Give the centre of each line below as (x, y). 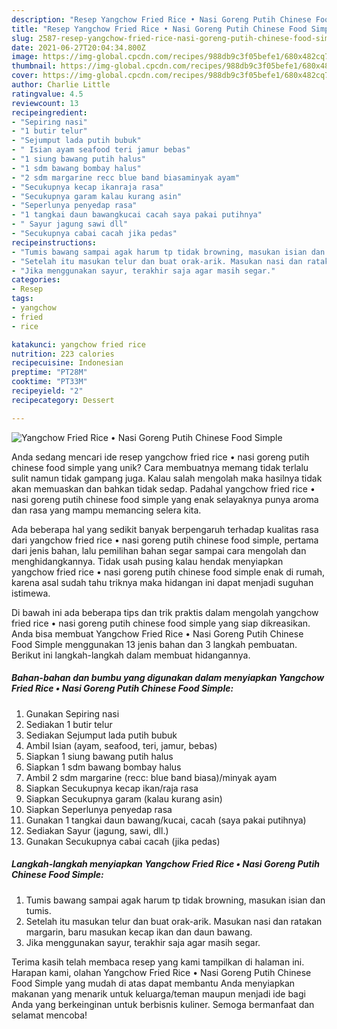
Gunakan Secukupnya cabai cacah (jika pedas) (123, 841)
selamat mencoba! (49, 1015)
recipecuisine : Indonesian (67, 363)
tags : (22, 299)
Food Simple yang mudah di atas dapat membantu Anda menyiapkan (153, 983)
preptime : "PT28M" (49, 372)
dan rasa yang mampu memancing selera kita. (106, 510)
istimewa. (31, 593)
